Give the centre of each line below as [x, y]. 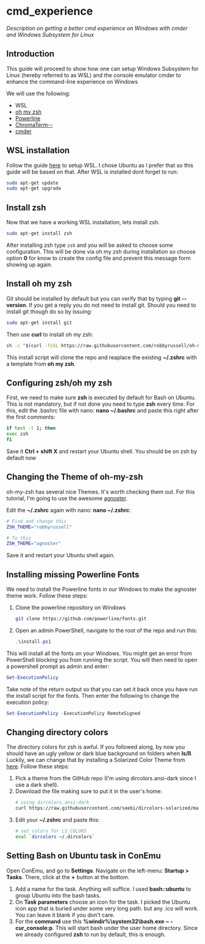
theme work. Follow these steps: [47, 596]
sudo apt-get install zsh [39, 233]
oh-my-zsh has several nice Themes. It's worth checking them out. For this [101, 492]
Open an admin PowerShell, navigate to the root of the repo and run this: [106, 630]
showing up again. [30, 265]
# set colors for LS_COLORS [51, 831]
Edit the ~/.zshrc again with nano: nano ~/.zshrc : [69, 510]
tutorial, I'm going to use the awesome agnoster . [67, 498]
